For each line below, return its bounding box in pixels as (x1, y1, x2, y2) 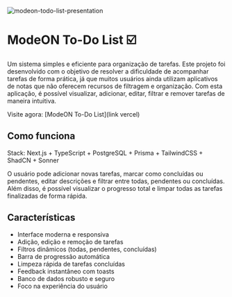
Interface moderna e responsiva (17, 230, 110, 239)
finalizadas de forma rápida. (7, 192, 88, 200)
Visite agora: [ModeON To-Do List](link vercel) (7, 110, 140, 118)
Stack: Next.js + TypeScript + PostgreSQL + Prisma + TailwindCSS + (7, 148, 204, 157)
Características (7, 212, 76, 223)
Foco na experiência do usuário (17, 282, 108, 290)
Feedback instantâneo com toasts (17, 267, 115, 275)
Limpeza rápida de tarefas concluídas (17, 260, 125, 268)
